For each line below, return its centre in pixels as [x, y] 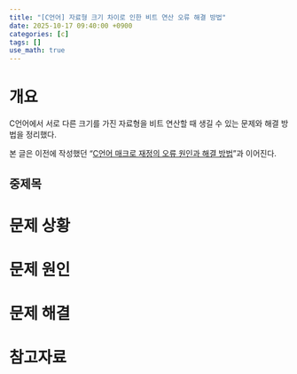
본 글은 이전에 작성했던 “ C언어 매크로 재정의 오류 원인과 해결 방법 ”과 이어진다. [143, 154]
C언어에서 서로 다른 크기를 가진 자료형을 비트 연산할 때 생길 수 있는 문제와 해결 [144, 123]
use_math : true [37, 51]
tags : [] [25, 42]
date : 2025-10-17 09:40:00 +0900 [71, 26]
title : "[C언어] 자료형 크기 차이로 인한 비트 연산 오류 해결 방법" [118, 17]
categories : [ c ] [39, 34]
